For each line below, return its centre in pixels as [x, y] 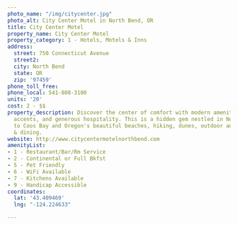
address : [20, 47]
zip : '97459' [33, 80]
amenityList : [27, 146]
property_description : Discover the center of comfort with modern [109, 112]
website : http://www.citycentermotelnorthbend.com [84, 139]
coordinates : [27, 192]
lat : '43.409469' [39, 198]
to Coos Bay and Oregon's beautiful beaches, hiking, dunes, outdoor [118, 126]
